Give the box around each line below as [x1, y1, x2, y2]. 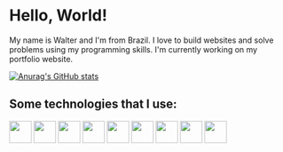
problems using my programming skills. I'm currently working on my [9, 44, 258, 54]
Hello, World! [9, 5, 108, 26]
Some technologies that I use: [9, 97, 177, 112]
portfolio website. [9, 53, 74, 64]
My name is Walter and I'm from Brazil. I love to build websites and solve [9, 35, 274, 45]
